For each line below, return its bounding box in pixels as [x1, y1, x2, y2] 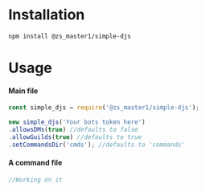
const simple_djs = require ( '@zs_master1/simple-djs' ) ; [8, 104, 200, 112]
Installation [8, 6, 85, 24]
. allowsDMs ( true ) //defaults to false [8, 126, 138, 134]
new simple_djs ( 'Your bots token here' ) [8, 118, 146, 126]
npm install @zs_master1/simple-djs [8, 32, 131, 40]
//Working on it [8, 175, 63, 184]
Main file [8, 86, 39, 96]
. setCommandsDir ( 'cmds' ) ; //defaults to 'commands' [8, 141, 185, 149]
